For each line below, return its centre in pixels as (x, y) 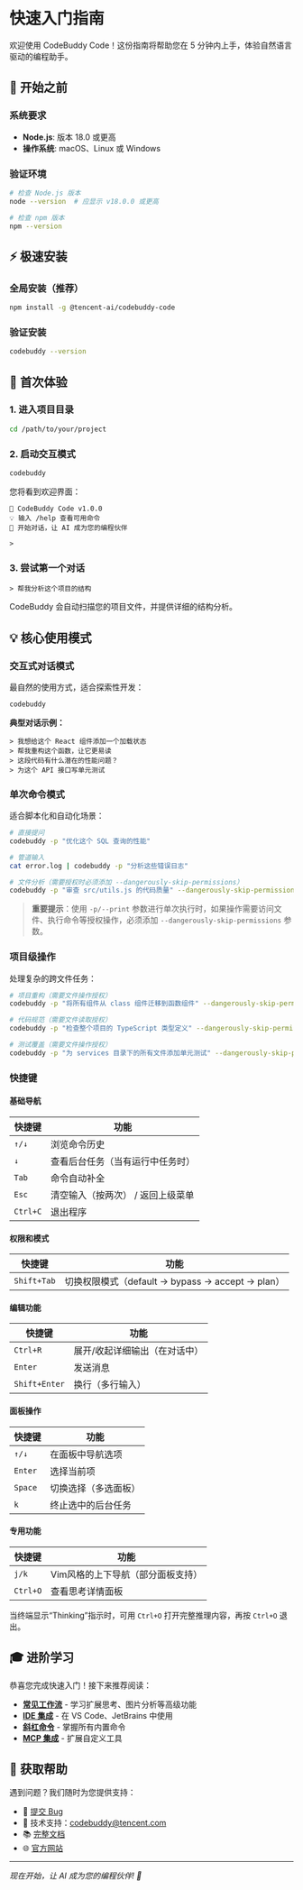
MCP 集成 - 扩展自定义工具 (72, 1738)
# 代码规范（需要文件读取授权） (60, 1020)
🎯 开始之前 (38, 88)
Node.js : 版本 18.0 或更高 (69, 137)
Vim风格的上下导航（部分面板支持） (127, 1574)
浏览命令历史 (78, 1144)
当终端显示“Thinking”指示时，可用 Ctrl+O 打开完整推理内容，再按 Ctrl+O (143, 1615)
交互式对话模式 (42, 665)
